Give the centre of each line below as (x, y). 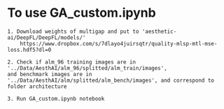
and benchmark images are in (50, 74)
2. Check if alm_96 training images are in (72, 62)
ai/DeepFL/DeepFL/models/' (47, 37)
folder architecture (37, 86)
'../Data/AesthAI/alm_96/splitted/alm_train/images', (87, 68)
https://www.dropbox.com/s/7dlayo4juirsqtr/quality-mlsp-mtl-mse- (119, 43)
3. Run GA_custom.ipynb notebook (56, 99)
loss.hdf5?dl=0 (29, 50)
